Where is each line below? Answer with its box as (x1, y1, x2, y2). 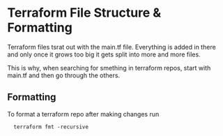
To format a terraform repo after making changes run (7, 109, 160, 118)
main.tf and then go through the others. (7, 71, 121, 80)
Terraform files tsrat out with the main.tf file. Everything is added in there (7, 43, 216, 51)
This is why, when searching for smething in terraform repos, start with (7, 63, 211, 72)
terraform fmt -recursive (13, 123, 89, 130)
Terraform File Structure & (7, 5, 162, 21)
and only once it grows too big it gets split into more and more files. (7, 50, 201, 59)
